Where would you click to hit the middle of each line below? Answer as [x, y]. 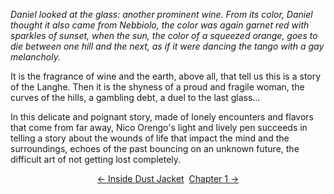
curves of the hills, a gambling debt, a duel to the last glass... [135, 97]
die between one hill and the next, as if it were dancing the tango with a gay [167, 46]
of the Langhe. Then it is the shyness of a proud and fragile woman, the [157, 87]
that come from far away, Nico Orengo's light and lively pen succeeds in [159, 127]
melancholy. [36, 57]
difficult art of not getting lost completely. [96, 159]
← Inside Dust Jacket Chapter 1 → [168, 178]
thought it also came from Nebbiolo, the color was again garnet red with [160, 25]
